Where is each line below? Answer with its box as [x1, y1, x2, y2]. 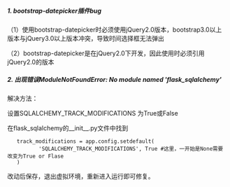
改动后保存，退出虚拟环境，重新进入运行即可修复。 [7, 172, 154, 180]
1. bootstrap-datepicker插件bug [7, 6, 102, 15]
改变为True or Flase [7, 153, 64, 160]
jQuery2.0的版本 [7, 57, 55, 66]
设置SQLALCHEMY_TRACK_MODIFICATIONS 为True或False [7, 109, 178, 117]
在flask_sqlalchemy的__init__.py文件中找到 [7, 123, 129, 132]
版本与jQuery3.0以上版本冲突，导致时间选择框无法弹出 [7, 34, 164, 42]
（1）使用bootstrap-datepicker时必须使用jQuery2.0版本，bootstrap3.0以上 [7, 25, 222, 34]
